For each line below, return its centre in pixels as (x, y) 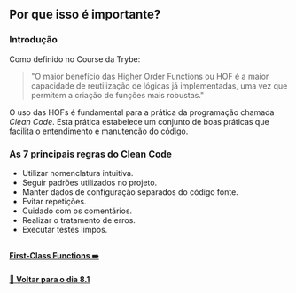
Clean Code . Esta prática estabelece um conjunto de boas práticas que (139, 121)
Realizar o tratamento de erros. (78, 220)
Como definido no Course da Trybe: (75, 59)
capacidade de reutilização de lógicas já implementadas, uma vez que (159, 85)
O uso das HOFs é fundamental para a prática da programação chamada (142, 112)
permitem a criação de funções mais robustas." (117, 95)
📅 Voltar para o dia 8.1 (50, 279)
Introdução (33, 40)
